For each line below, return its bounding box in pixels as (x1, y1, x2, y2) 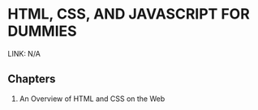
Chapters (7, 72, 56, 86)
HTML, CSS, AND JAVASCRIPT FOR (7, 5, 251, 23)
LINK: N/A (7, 49, 41, 58)
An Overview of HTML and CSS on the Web (19, 94, 166, 104)
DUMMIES (7, 22, 78, 40)
